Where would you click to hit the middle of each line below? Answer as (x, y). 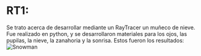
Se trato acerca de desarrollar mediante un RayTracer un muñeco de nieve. (101, 27)
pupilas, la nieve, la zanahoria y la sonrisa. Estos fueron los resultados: (95, 40)
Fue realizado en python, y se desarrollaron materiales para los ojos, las (97, 33)
